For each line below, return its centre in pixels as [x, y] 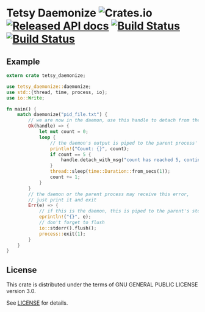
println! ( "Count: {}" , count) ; [90, 149]
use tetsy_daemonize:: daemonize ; [49, 86]
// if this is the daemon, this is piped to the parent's [114, 211]
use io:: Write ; [26, 98]
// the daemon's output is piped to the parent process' [124, 143]
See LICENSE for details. [37, 303]
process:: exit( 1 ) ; [62, 234]
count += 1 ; [65, 177]
